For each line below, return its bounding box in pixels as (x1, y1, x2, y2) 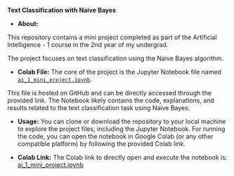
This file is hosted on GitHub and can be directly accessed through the (7, 89, 212, 97)
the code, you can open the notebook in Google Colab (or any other (17, 133, 214, 140)
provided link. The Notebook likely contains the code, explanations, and (7, 96, 214, 104)
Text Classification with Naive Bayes (7, 6, 117, 14)
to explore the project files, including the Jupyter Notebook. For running (17, 125, 226, 133)
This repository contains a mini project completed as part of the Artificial (7, 33, 217, 41)
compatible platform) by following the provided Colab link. (17, 140, 186, 148)
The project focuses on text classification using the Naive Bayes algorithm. (7, 54, 224, 62)
